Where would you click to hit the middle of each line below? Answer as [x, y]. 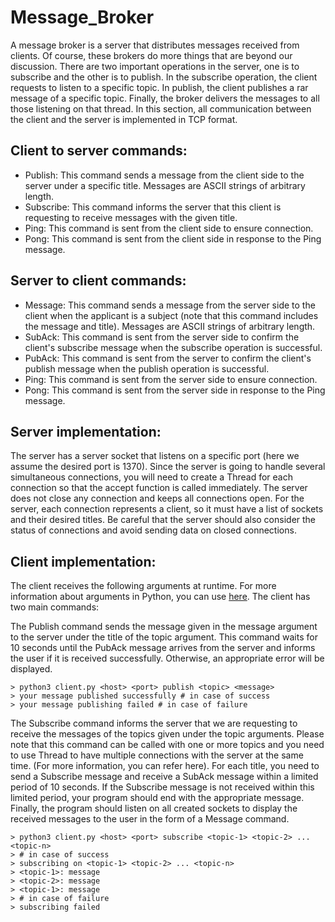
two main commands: [55, 607]
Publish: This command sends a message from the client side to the [164, 175]
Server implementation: [86, 431]
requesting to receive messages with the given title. [131, 217]
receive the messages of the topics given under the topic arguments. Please [167, 734]
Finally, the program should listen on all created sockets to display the [154, 808]
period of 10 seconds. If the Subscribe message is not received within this [162, 787]
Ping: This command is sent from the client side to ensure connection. [169, 228]
